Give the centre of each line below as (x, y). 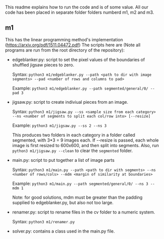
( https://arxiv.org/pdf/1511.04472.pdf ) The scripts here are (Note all (73, 45)
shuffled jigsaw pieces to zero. (43, 65)
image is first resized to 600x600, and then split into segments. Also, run (85, 145)
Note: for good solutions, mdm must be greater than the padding (77, 197)
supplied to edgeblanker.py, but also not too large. (63, 202)
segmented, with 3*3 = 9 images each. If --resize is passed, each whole (85, 140)
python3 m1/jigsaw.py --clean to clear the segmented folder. (72, 150)
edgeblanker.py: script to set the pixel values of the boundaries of (79, 60)
